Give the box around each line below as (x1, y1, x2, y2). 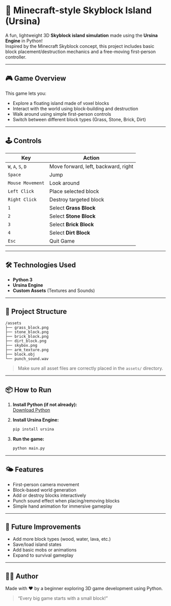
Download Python (12, 407, 50, 413)
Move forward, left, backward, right (49, 163, 134, 170)
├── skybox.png (5, 343, 38, 348)
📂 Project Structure (5, 307, 67, 315)
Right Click (8, 196, 37, 202)
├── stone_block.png (5, 330, 49, 335)
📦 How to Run (5, 385, 52, 394)
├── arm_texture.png (5, 348, 49, 353)
